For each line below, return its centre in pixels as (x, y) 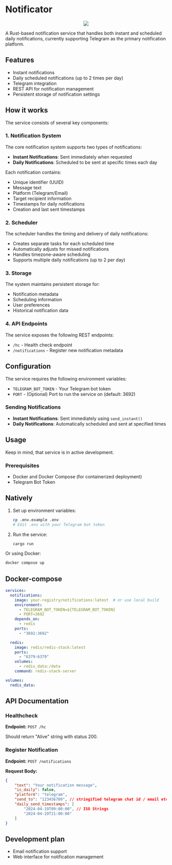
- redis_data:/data (39, 667)
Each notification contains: (33, 172)
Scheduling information (37, 300)
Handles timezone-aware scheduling (51, 255)
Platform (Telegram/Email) (40, 193)
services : (16, 591)
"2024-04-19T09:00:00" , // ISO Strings (66, 809)
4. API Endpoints (26, 324)
